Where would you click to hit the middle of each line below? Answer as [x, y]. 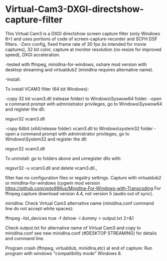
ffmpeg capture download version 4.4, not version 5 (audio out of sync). [79, 193]
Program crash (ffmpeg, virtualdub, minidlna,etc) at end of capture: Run [79, 248]
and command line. [25, 238]
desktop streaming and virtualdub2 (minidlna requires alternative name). [79, 69]
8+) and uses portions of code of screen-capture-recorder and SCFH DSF [82, 39]
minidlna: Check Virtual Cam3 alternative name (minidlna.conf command [80, 203]
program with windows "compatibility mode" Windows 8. [64, 253]
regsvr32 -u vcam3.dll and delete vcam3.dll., [51, 168]
